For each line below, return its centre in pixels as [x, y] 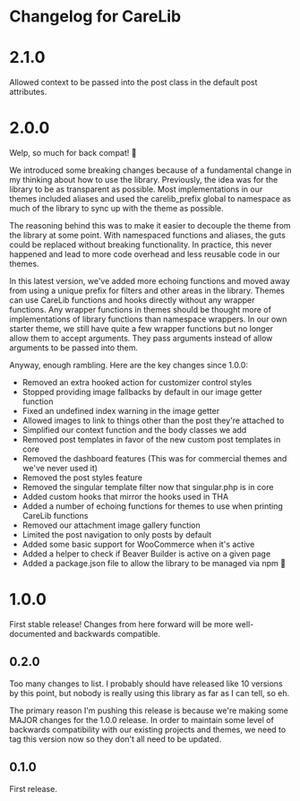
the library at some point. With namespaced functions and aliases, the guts [148, 236]
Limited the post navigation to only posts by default [117, 535]
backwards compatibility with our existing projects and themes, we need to [148, 729]
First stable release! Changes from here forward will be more [121, 624]
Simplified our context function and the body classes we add [134, 430]
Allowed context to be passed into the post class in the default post [133, 82]
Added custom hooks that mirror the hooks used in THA [125, 497]
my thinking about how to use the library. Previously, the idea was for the [144, 180]
